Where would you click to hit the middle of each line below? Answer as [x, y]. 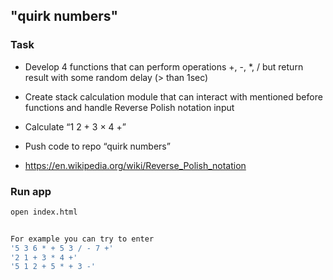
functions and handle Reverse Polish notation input [129, 107]
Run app [31, 191]
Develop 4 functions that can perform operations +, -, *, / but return [164, 66]
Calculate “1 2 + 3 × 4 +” [75, 126]
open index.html [44, 212]
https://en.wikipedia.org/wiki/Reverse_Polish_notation [135, 165]
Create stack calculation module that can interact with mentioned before [173, 96]
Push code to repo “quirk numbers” [97, 146]
